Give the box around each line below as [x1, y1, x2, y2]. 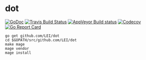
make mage [5, 42, 25, 46]
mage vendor [5, 46, 29, 51]
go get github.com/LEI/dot [5, 33, 60, 38]
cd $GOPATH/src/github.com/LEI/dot [5, 37, 77, 43]
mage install [5, 50, 32, 55]
